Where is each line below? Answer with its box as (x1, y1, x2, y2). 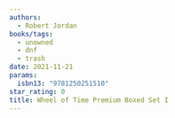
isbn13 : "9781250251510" (17, 79, 109, 88)
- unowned (17, 37, 53, 47)
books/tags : (9, 29, 53, 38)
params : (9, 71, 38, 80)
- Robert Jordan (17, 21, 77, 30)
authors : (9, 12, 42, 22)
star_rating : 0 (9, 87, 66, 96)
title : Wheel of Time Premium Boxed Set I (9, 95, 169, 105)
